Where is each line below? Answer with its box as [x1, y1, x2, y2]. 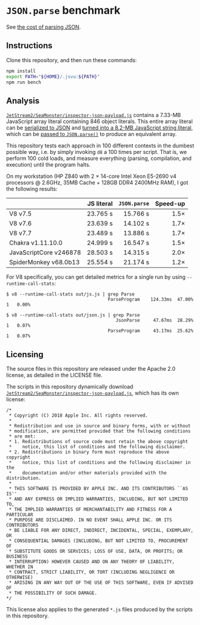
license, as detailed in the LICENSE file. [6, 371, 103, 378]
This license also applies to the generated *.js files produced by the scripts [6, 606, 193, 612]
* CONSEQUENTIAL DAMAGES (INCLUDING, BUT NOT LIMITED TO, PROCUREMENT [8, 538, 188, 544]
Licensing [6, 349, 44, 359]
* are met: [8, 433, 36, 439]
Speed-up [155, 199, 186, 208]
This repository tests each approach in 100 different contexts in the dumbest [6, 142, 195, 149]
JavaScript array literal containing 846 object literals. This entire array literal [6, 118, 193, 125]
